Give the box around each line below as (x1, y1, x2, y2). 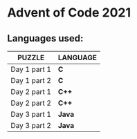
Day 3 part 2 (10, 121, 52, 130)
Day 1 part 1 (10, 64, 52, 74)
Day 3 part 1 (10, 109, 52, 119)
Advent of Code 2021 (7, 5, 131, 21)
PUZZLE (17, 53, 45, 62)
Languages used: (7, 33, 84, 44)
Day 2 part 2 (10, 98, 52, 108)
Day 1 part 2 (10, 76, 52, 85)
